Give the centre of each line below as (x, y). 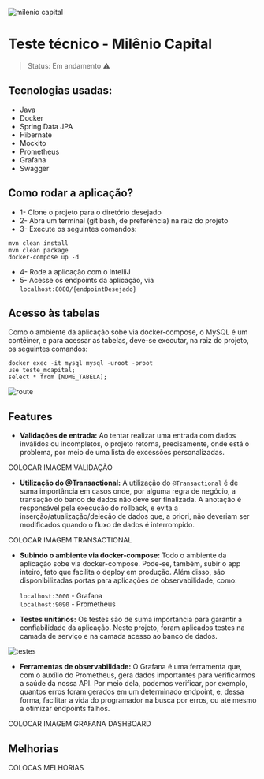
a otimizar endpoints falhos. (65, 709)
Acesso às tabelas (54, 313)
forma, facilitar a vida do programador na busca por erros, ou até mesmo (138, 700)
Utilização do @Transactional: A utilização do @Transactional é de (129, 483)
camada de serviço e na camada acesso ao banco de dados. (119, 636)
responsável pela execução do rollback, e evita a (99, 508)
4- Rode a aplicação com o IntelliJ (75, 271)
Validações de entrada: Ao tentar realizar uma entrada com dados (128, 436)
